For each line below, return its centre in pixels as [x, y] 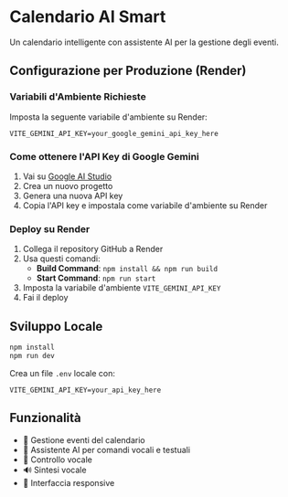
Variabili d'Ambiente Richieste [78, 97]
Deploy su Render [50, 228]
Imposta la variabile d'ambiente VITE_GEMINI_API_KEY [122, 288]
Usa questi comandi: [61, 259]
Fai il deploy [45, 298]
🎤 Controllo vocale [58, 460]
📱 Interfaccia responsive [69, 482]
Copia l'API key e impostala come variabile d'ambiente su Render [145, 205]
